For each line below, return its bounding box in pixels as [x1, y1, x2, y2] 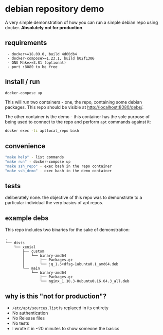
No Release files [12, 315, 45, 321]
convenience [5, 142, 45, 150]
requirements [5, 39, 47, 47]
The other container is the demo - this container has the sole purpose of [5, 114, 150, 120]
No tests [12, 320, 29, 326]
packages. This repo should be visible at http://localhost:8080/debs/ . [5, 105, 144, 110]
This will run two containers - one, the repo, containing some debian [5, 99, 142, 105]
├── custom [22, 249, 45, 254]
